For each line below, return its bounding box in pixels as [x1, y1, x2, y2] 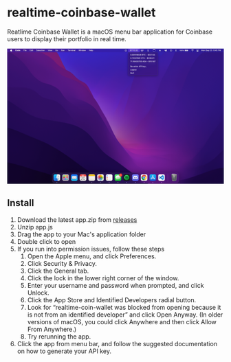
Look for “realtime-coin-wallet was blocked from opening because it [27, 303, 221, 311]
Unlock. [27, 289, 49, 297]
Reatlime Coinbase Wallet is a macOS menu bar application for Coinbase [7, 27, 213, 36]
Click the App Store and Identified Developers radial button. [27, 295, 197, 304]
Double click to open [16, 237, 76, 245]
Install [7, 197, 34, 209]
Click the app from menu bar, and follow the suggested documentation [16, 339, 218, 348]
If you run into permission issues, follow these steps [16, 245, 165, 253]
